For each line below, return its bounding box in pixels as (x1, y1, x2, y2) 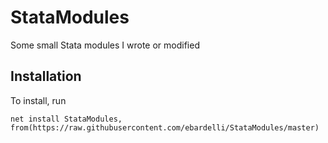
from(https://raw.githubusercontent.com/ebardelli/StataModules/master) (10, 122, 320, 133)
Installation (10, 68, 82, 85)
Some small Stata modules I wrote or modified (10, 39, 200, 51)
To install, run (10, 94, 67, 106)
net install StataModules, (10, 114, 123, 124)
